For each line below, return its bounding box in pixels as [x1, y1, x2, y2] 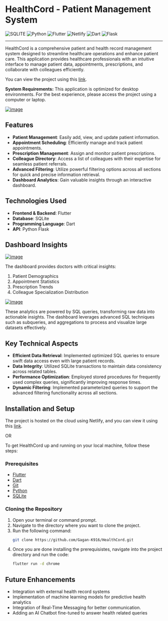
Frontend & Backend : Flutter [12, 210, 71, 216]
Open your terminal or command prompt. [12, 517, 97, 523]
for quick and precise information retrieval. [12, 172, 100, 178]
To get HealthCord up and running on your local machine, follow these [5, 442, 150, 448]
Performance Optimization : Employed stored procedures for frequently [12, 374, 161, 380]
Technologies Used [5, 197, 66, 205]
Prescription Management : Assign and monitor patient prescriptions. [12, 150, 156, 156]
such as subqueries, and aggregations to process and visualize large [5, 320, 147, 326]
